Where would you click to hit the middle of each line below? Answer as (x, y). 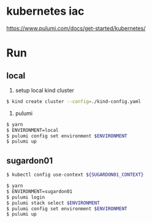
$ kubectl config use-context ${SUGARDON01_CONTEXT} (75, 175)
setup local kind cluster (45, 90)
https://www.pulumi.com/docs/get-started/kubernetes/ (76, 28)
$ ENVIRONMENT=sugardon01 (39, 191)
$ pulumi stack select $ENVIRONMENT (53, 203)
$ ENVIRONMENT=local (33, 130)
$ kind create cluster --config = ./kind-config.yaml (74, 101)
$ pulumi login (26, 197)
